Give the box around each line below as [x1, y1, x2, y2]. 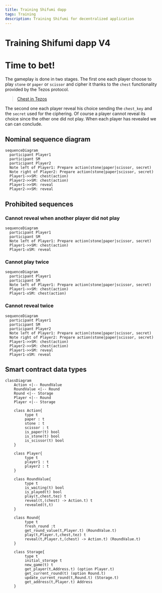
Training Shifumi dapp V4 [5, 37, 111, 48]
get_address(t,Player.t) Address [24, 580, 93, 585]
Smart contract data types [5, 365, 87, 374]
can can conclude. [5, 121, 42, 127]
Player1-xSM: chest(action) [9, 291, 67, 296]
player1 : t [24, 460, 49, 465]
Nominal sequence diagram [5, 135, 91, 143]
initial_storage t [24, 558, 62, 563]
